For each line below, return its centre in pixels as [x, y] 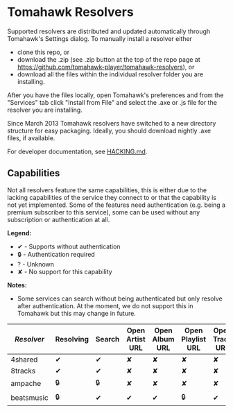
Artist [136, 339]
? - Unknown [35, 264]
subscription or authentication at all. [59, 219]
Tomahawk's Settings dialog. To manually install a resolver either [100, 38]
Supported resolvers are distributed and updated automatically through [109, 31]
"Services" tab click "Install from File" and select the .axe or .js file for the [112, 102]
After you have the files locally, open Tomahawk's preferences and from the [115, 95]
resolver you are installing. [45, 110]
